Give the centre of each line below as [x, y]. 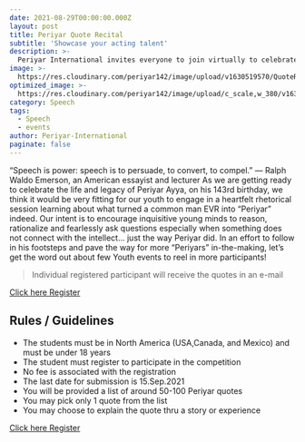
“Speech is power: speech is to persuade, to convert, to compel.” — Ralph [148, 170]
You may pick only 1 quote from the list [95, 400]
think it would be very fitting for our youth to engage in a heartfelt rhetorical [151, 199]
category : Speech [42, 102]
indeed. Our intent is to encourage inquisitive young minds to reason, [138, 218]
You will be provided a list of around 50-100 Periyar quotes [133, 390]
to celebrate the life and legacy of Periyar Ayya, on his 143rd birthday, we [146, 189]
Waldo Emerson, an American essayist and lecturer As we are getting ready [151, 180]
